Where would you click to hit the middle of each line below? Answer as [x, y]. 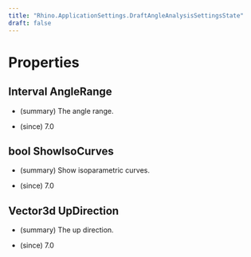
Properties [44, 62]
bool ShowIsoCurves [61, 151]
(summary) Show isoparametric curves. [84, 170]
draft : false [30, 23]
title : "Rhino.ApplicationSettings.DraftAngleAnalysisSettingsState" [126, 16]
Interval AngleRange [61, 92]
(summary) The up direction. [67, 230]
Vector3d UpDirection [64, 210]
